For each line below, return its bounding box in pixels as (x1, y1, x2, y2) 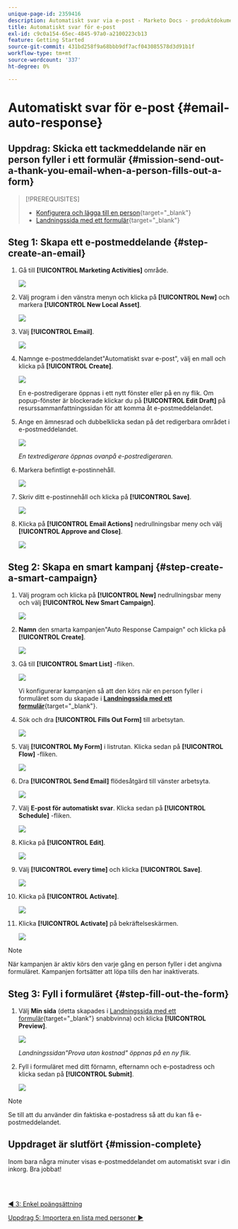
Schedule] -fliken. (18, 811, 72, 820)
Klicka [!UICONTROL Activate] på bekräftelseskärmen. (18, 919, 179, 928)
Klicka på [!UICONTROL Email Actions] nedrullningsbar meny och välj (18, 520, 222, 528)
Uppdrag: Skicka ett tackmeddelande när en (8, 143, 206, 155)
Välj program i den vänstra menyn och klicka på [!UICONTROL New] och (18, 293, 230, 301)
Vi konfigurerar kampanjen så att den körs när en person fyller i (18, 687, 203, 695)
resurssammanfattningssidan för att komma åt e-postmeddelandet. (18, 404, 214, 412)
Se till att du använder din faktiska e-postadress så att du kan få (8, 1111, 194, 1119)
